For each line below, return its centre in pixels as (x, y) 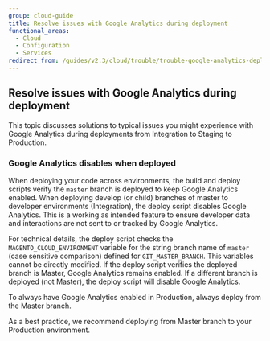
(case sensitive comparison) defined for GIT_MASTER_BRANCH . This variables (131, 256)
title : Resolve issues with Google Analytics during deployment (118, 23)
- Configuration (43, 46)
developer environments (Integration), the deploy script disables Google (127, 206)
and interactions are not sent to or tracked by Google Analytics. (113, 223)
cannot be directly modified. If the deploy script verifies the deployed (123, 264)
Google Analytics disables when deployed (92, 163)
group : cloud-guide (41, 16)
